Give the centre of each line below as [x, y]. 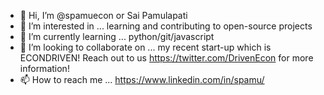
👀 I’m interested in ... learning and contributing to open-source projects [166, 26]
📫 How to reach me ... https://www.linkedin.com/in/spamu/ [142, 79]
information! [44, 68]
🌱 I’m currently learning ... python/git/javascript [117, 36]
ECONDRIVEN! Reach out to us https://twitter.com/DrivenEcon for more [166, 58]
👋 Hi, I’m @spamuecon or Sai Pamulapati [103, 15]
